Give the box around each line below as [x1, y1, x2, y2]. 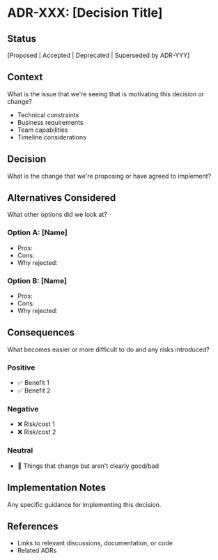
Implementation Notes [7, 482, 107, 494]
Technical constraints [17, 110, 79, 119]
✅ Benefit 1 [17, 379, 50, 387]
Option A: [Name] [7, 228, 68, 238]
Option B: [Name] [7, 275, 68, 285]
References [7, 520, 59, 532]
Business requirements [17, 118, 84, 126]
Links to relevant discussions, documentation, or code [17, 539, 173, 547]
